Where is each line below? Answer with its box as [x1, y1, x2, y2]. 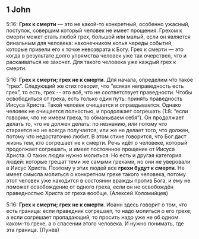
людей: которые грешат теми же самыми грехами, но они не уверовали [6, 158, 191, 165]
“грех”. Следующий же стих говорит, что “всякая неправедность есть [6, 82, 184, 90]
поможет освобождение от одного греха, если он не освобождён [6, 183, 174, 190]
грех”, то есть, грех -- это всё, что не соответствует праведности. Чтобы [6, 88, 192, 95]
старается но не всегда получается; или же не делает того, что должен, [6, 126, 190, 133]
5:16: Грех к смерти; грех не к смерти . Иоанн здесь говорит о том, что [6, 201, 187, 208]
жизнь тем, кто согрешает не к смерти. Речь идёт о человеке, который [6, 139, 188, 146]
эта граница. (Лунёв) [6, 226, 59, 233]
